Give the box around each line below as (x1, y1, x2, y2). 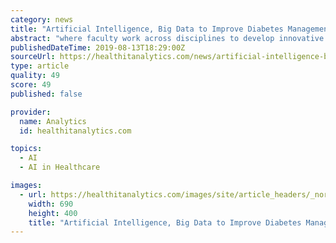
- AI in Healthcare (19, 162, 101, 173)
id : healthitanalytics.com (19, 126, 132, 136)
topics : (10, 144, 43, 154)
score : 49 (10, 80, 52, 90)
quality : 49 (10, 71, 60, 81)
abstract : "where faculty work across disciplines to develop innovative (10, 33, 325, 43)
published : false (10, 89, 83, 99)
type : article (10, 61, 70, 71)
